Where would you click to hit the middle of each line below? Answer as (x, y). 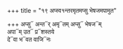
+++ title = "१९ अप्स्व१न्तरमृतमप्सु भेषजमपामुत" (62, 11)
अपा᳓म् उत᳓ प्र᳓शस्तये (31, 32)
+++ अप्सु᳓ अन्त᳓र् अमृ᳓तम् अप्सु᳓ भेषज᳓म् (54, 24)
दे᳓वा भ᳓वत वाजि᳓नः (29, 39)
